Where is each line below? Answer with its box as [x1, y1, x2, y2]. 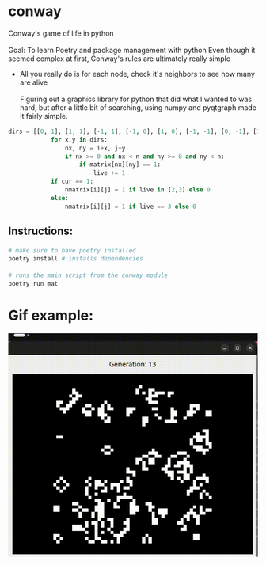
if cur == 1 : [50, 177, 93, 186]
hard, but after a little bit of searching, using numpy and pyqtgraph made [19, 102, 257, 112]
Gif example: [8, 307, 93, 324]
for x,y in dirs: [50, 135, 108, 144]
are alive [19, 78, 48, 87]
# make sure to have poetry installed [8, 246, 136, 255]
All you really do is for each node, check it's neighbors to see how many [19, 69, 256, 78]
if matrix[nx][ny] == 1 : [78, 161, 161, 169]
